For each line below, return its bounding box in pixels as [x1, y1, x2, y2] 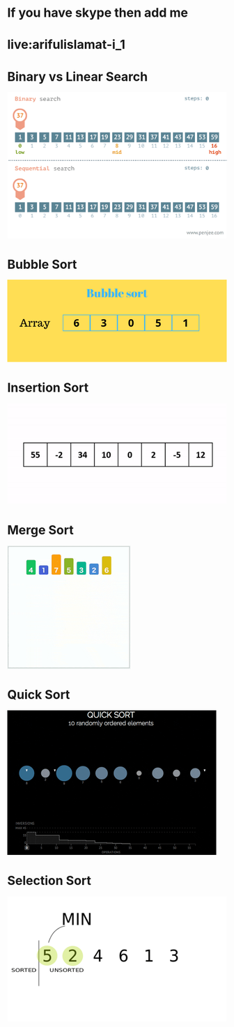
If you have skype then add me [7, 5, 188, 21]
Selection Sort [7, 873, 92, 889]
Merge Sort [7, 523, 75, 538]
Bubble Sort [7, 256, 77, 272]
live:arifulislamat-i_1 [7, 37, 125, 53]
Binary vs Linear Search [7, 68, 148, 84]
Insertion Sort [7, 380, 89, 396]
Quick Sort [7, 687, 70, 703]
